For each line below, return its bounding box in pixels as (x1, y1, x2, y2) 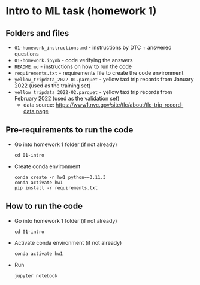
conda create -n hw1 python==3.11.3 (14, 174, 106, 180)
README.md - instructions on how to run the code (14, 63, 132, 70)
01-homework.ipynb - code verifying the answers (14, 57, 133, 63)
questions (14, 50, 40, 57)
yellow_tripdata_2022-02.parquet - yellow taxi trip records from (14, 89, 172, 95)
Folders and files (5, 28, 69, 38)
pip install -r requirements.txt (14, 184, 98, 191)
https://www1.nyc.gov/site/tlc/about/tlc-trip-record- (55, 101, 184, 108)
